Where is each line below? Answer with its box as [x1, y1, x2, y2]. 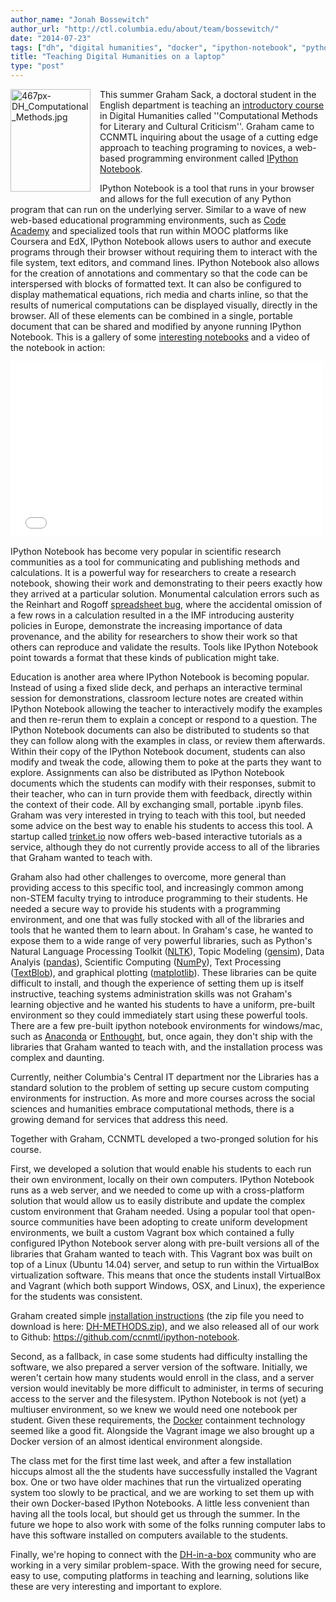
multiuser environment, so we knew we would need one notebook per [10, 1404, 298, 1415]
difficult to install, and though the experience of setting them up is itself [10, 977, 305, 989]
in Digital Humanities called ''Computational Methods [99, 110, 318, 121]
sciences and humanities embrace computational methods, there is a [10, 1103, 295, 1115]
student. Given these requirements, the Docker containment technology [10, 1414, 306, 1426]
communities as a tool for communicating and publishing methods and [10, 556, 300, 568]
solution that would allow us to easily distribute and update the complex [10, 1195, 306, 1206]
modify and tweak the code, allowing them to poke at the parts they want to [10, 756, 322, 768]
